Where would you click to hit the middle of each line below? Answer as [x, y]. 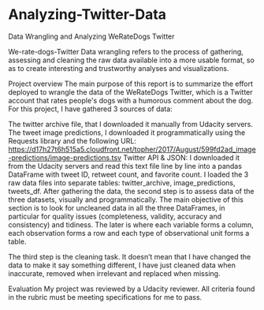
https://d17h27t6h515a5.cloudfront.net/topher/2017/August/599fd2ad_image [132, 149]
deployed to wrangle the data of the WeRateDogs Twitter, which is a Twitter [131, 92]
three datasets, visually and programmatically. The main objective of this [126, 200]
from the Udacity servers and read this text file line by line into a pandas [125, 166]
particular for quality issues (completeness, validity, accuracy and [115, 216]
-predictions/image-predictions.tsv [65, 157]
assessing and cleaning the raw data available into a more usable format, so [131, 60]
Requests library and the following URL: [72, 140]
